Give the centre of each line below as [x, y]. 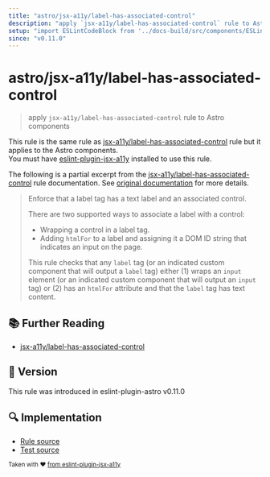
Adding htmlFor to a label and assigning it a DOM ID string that [143, 238]
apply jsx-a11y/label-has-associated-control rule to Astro [126, 118]
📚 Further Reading [57, 323]
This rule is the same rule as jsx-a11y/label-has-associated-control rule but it [135, 142]
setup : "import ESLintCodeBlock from [72, 31]
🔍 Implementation [55, 418]
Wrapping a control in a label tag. [95, 230]
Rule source [40, 441]
